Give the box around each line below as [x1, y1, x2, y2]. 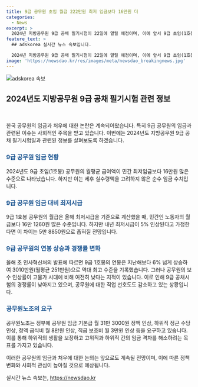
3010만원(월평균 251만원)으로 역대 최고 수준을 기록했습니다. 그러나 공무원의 [12, 266, 186, 273]
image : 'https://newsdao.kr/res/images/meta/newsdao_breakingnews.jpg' [6, 57, 186, 64]
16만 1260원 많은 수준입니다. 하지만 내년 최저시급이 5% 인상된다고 [21, 221, 174, 228]
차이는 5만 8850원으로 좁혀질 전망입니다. [23, 228, 118, 236]
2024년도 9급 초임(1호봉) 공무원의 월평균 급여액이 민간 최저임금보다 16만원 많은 [6, 167, 189, 175]
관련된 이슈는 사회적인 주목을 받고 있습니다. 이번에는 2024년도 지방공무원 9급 [6, 130, 184, 137]
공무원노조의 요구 [6, 305, 52, 313]
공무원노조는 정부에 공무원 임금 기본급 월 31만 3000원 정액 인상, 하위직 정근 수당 [6, 319, 191, 326]
